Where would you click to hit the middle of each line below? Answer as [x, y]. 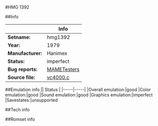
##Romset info [20, 119]
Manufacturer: [25, 53]
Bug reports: [23, 69]
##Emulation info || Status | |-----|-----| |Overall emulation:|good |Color [78, 89]
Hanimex [57, 53]
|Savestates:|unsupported [32, 100]
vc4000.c [58, 77]
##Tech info [17, 110]
